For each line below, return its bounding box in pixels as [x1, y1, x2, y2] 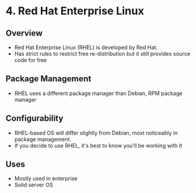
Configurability [5, 114, 64, 124]
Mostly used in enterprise [14, 175, 78, 182]
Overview [5, 28, 43, 38]
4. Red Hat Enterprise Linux [5, 4, 144, 18]
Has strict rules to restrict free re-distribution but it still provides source [14, 50, 191, 57]
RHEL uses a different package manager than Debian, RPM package [14, 90, 183, 97]
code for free [14, 57, 47, 63]
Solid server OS [14, 181, 53, 189]
